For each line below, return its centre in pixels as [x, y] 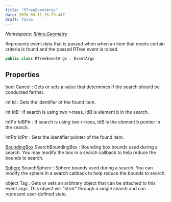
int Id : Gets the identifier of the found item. [51, 102]
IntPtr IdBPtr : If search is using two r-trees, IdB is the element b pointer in [83, 122]
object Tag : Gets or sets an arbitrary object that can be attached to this [80, 183]
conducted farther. [25, 92]
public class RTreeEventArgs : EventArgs [50, 59]
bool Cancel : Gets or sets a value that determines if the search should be [82, 87]
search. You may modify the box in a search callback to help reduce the [81, 153]
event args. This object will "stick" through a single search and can [76, 189]
